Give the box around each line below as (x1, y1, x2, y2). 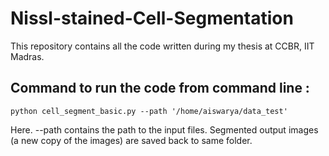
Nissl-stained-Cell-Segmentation (10, 7, 294, 30)
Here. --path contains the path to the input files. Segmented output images (10, 123, 319, 136)
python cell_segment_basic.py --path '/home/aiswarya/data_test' (10, 106, 288, 116)
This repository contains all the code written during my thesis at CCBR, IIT (10, 40, 315, 52)
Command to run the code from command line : (10, 80, 310, 97)
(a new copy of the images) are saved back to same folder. (10, 134, 253, 146)
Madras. (10, 50, 45, 62)
